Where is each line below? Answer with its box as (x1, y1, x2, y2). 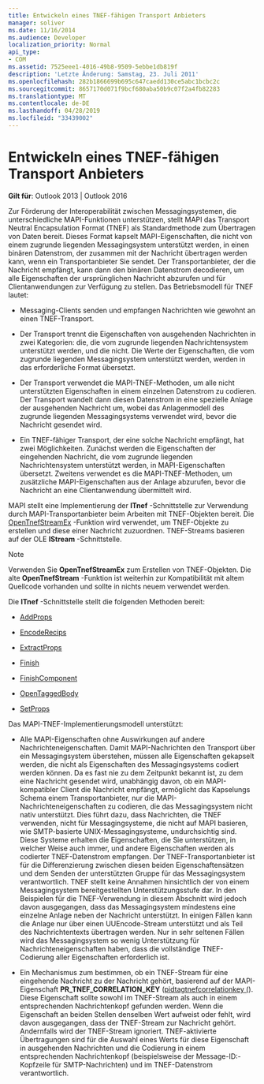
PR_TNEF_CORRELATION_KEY (60, 984, 160, 994)
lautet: (8, 290, 29, 300)
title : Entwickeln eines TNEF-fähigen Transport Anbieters (8, 11, 206, 20)
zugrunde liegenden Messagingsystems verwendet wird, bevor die (19, 411, 237, 421)
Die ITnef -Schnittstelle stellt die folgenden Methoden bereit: (8, 596, 205, 606)
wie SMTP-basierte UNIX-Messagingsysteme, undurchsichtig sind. (19, 826, 237, 836)
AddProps (19, 612, 53, 622)
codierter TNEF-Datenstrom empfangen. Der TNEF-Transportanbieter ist (19, 851, 255, 861)
